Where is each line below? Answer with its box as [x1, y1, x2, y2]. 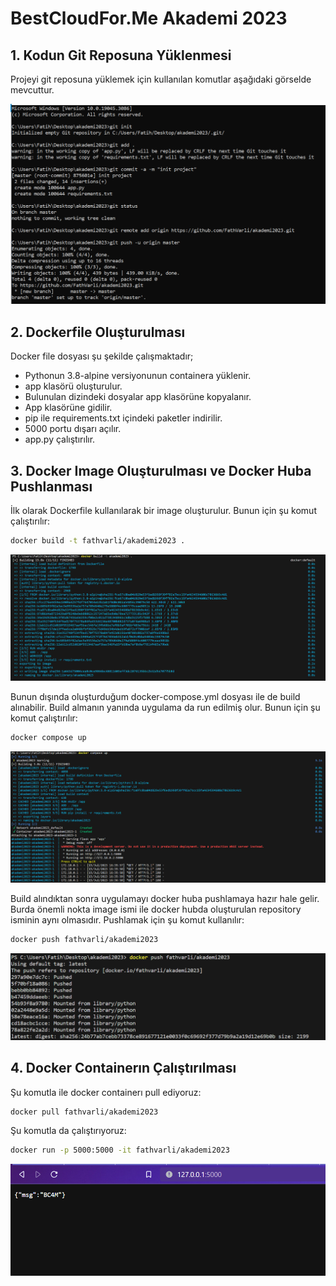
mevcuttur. [10, 84, 55, 96]
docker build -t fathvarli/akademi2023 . [10, 536, 186, 546]
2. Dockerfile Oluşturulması [10, 323, 186, 341]
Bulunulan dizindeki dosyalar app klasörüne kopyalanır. [24, 391, 252, 403]
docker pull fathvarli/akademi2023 [10, 1107, 159, 1117]
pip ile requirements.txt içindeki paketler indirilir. [24, 412, 223, 424]
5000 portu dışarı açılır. [24, 423, 122, 435]
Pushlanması [10, 478, 93, 495]
